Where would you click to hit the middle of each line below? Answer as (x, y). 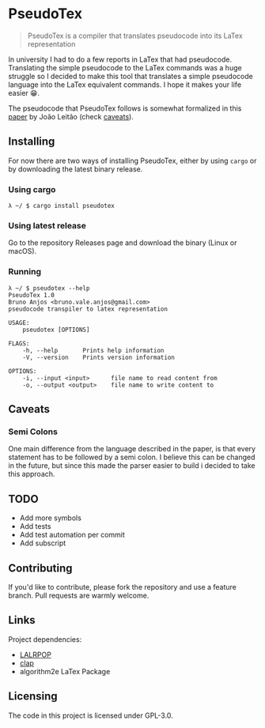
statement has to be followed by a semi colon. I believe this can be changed (132, 457)
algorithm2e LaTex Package (65, 671)
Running (25, 272)
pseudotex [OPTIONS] (56, 330)
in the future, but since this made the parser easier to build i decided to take (132, 466)
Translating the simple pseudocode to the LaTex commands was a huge (125, 67)
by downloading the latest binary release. (76, 169)
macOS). (23, 251)
